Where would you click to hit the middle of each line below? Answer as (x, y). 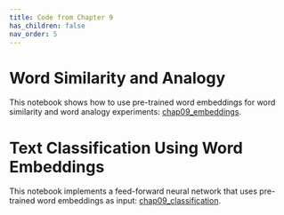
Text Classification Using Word (126, 148)
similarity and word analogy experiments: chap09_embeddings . (126, 112)
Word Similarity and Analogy (118, 78)
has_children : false (48, 26)
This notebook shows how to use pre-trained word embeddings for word (142, 102)
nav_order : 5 (33, 34)
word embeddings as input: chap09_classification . (129, 201)
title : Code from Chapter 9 (61, 17)
